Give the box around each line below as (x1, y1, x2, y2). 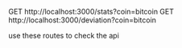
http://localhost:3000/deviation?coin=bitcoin (8, 15, 157, 25)
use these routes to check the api (8, 31, 119, 40)
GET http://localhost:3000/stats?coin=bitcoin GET (8, 7, 175, 16)
